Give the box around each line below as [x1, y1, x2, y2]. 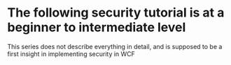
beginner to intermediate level [7, 19, 186, 35]
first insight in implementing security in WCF [7, 50, 135, 58]
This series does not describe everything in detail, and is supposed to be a [7, 42, 223, 50]
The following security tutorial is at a [7, 5, 225, 21]
